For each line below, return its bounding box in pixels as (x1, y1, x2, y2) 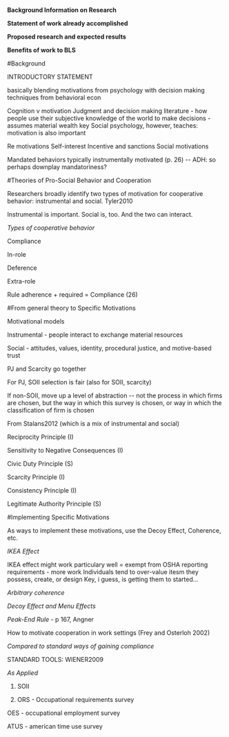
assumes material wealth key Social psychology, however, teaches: (7, 121, 199, 130)
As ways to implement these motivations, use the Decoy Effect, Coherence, (7, 527, 222, 534)
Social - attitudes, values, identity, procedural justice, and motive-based (7, 344, 212, 352)
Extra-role (7, 277, 36, 285)
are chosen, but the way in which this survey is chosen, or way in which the (7, 399, 222, 406)
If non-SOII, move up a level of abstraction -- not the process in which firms (7, 391, 223, 400)
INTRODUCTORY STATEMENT (7, 72, 93, 81)
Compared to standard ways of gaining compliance (7, 642, 155, 650)
